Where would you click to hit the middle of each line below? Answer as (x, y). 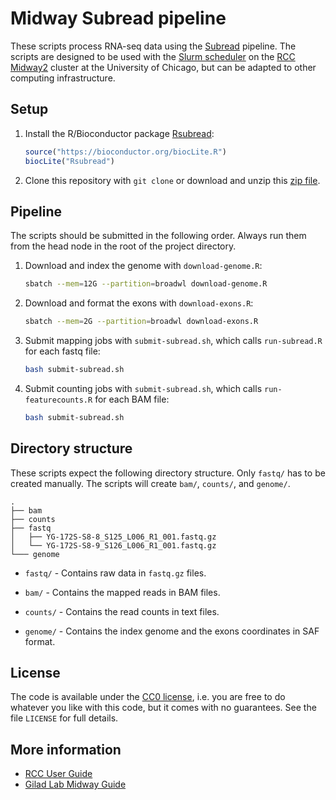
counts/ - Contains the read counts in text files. (122, 611)
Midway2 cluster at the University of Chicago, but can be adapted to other (163, 67)
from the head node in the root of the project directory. (123, 246)
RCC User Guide (58, 774)
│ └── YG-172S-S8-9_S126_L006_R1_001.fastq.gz (113, 545)
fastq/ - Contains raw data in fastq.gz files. (115, 573)
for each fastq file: (62, 351)
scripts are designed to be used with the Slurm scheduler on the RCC (153, 56)
